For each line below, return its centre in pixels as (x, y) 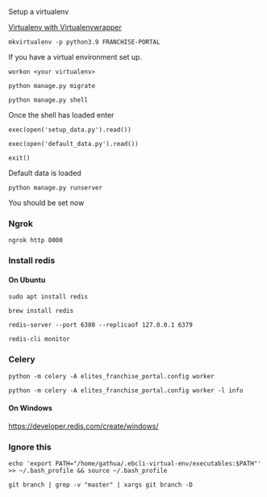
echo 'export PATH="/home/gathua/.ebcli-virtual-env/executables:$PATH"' (135, 464)
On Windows (30, 408)
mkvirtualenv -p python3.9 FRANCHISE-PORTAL (84, 42)
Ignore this (30, 447)
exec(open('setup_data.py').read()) (70, 130)
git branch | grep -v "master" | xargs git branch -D (101, 485)
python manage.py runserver (56, 188)
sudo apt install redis (48, 297)
